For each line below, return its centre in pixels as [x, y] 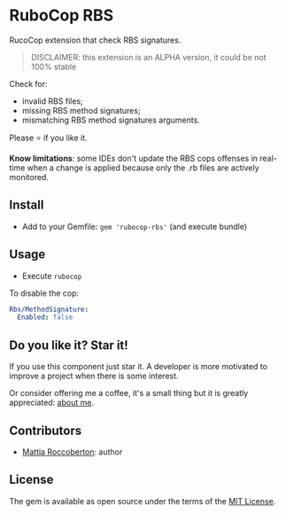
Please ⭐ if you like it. [48, 138]
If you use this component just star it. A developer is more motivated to [139, 367]
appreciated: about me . [52, 403]
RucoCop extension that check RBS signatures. [95, 40]
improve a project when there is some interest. [94, 376]
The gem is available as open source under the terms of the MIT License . [143, 501]
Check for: [28, 83]
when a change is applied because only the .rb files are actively [143, 167]
